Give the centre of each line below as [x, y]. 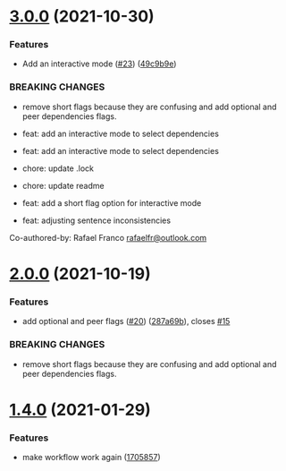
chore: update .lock [58, 168]
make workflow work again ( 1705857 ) [91, 458]
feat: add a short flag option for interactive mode [112, 202]
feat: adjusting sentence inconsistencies [97, 220]
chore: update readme [63, 185]
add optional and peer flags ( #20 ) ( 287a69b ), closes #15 [126, 321]
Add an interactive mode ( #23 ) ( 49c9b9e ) [99, 64]
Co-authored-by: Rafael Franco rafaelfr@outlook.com [108, 237]
